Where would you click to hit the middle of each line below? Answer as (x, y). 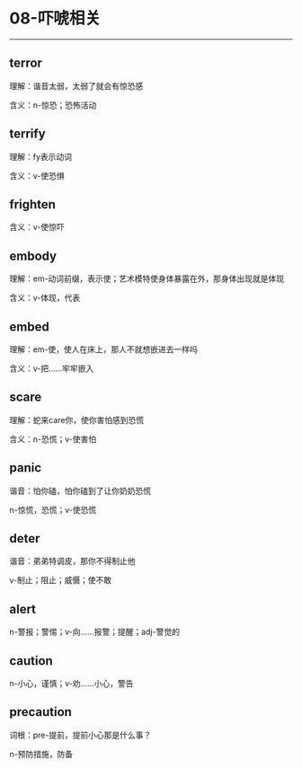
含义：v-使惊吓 (37, 227)
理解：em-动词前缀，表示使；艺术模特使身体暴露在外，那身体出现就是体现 (147, 278)
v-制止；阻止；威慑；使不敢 (61, 580)
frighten (33, 204)
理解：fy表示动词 (41, 156)
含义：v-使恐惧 (37, 175)
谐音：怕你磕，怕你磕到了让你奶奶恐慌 (80, 490)
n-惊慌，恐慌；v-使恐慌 (53, 509)
